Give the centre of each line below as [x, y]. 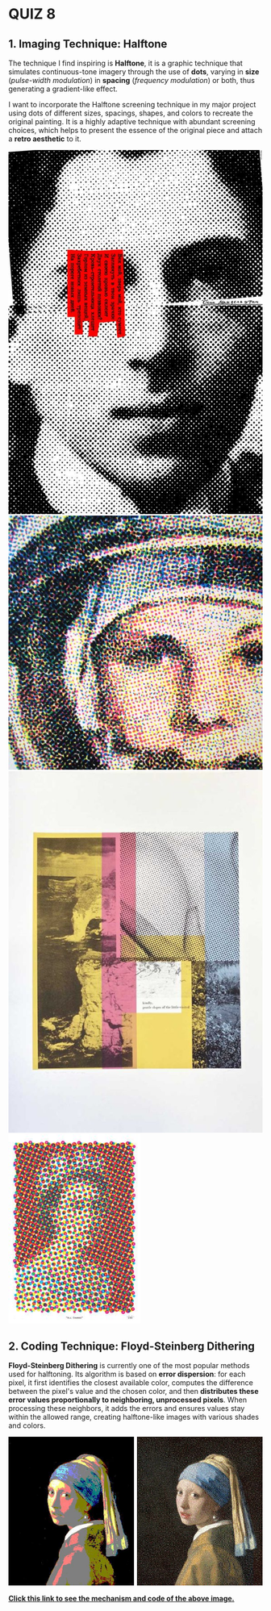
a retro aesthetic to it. [45, 139]
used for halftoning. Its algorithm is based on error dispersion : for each [127, 1374]
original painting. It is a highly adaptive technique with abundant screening [132, 121]
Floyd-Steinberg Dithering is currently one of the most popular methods [129, 1366]
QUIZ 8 [32, 14]
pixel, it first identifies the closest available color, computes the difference [131, 1383]
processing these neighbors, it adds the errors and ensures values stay [127, 1409]
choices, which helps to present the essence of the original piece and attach [135, 130]
